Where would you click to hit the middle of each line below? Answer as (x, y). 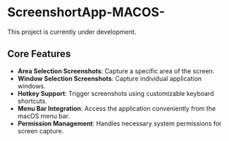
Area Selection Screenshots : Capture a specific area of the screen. (116, 70)
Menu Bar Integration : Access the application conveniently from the (117, 108)
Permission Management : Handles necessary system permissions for (119, 123)
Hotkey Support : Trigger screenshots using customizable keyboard (116, 93)
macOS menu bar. (44, 116)
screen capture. (41, 130)
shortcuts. (32, 101)
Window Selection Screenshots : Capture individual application (110, 78)
